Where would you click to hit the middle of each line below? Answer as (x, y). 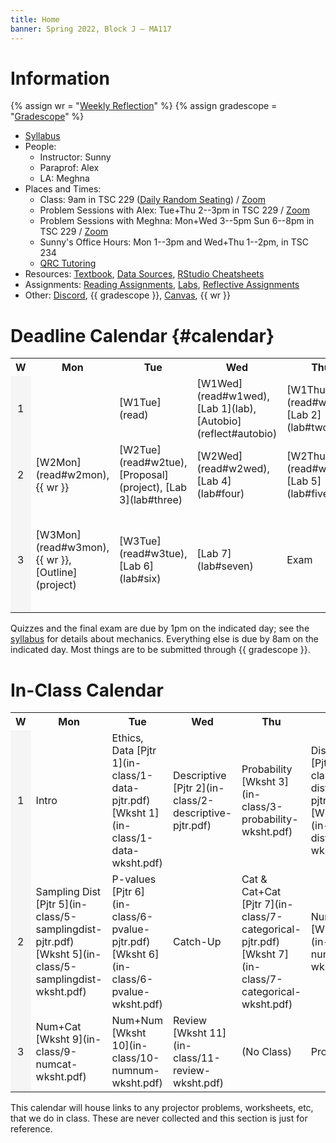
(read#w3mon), (72, 548)
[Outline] (56, 573)
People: (40, 147)
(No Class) (266, 1052)
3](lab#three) (151, 500)
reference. (31, 1129)
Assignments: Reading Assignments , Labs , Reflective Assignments (162, 285)
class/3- (262, 807)
